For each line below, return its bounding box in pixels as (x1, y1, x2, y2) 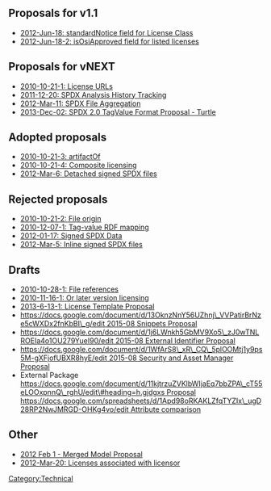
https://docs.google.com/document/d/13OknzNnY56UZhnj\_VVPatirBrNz (19, 310, 262, 320)
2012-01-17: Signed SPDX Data (19, 231, 123, 241)
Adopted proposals (8, 131, 107, 145)
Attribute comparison (130, 405, 202, 414)
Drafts (8, 262, 40, 277)
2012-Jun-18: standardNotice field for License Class (19, 27, 194, 37)
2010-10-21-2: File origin (19, 214, 102, 224)
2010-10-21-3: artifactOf (19, 152, 101, 162)
